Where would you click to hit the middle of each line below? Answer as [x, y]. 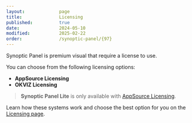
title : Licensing [45, 17]
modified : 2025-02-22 [46, 34]
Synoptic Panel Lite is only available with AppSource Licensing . [98, 96]
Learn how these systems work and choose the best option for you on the [96, 107]
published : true [38, 22]
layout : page [38, 11]
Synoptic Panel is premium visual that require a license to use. [82, 56]
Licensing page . [26, 114]
